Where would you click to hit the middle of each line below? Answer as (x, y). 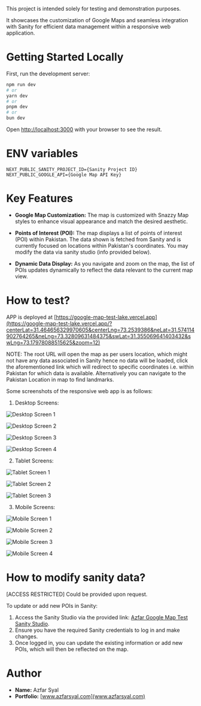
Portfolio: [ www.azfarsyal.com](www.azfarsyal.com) (80, 696)
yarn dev (17, 96)
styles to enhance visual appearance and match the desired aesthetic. (101, 221)
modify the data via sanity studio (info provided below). (83, 252)
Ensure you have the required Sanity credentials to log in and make (98, 630)
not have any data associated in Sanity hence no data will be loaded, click (97, 360)
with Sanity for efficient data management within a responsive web (89, 27)
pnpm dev (17, 107)
